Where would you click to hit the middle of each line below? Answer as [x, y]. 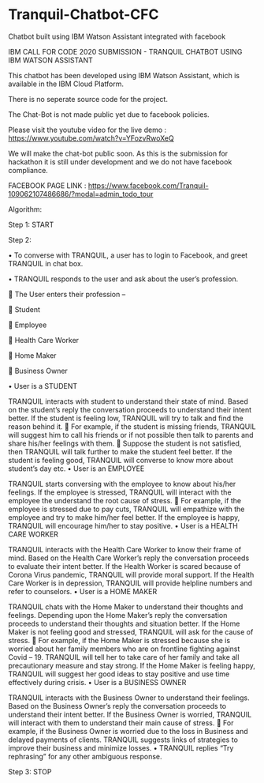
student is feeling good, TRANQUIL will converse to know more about [121, 460]
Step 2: [20, 239]
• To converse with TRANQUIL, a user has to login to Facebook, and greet [128, 255]
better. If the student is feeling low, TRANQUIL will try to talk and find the [126, 418]
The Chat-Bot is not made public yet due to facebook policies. [109, 114]
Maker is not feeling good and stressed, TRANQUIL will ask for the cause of [131, 632]
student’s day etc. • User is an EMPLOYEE [76, 469]
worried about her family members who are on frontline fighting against [124, 649]
